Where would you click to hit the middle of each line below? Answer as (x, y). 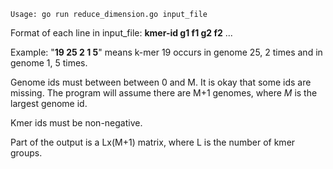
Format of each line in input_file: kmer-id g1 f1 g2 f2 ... (121, 33)
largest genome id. (49, 103)
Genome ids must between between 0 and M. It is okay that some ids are (161, 82)
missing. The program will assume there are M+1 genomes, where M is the (164, 93)
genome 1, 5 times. (49, 63)
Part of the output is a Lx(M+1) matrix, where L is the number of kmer (153, 142)
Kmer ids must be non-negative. (76, 123)
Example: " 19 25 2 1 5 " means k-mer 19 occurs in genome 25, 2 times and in (166, 52)
